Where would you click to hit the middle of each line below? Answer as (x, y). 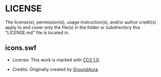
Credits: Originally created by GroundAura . (56, 69)
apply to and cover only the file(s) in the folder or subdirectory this (73, 27)
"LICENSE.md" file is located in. (37, 32)
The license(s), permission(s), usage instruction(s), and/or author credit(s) (81, 22)
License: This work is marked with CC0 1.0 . (56, 60)
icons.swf (21, 48)
